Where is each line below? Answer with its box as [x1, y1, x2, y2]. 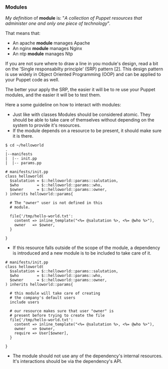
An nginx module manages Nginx [12, 46, 82, 52]
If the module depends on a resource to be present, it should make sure [12, 128, 162, 134]
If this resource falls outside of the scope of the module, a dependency [12, 244, 160, 251]
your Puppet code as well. [5, 77, 60, 83]
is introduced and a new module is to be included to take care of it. [12, 250, 151, 256]
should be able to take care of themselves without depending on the [12, 117, 155, 123]
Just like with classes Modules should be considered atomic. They [12, 111, 151, 117]
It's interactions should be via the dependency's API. [12, 358, 123, 364]
